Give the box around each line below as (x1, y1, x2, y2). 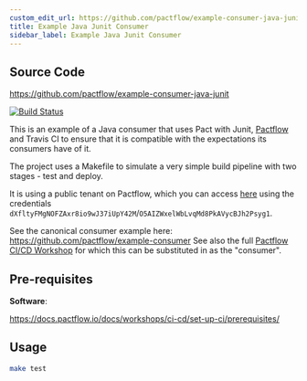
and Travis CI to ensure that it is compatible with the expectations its (9, 133, 267, 144)
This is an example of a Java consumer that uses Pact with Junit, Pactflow (9, 124, 290, 135)
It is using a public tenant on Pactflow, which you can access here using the (9, 188, 295, 199)
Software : (9, 296, 48, 306)
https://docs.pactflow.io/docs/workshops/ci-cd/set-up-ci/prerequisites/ (9, 313, 281, 324)
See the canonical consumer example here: (9, 226, 174, 237)
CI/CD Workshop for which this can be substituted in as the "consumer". (9, 245, 281, 256)
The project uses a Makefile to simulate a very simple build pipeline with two (9, 161, 297, 172)
